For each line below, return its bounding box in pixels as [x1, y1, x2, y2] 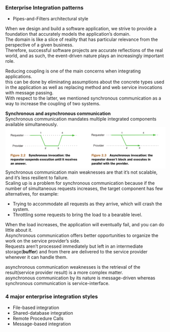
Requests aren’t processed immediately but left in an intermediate [5, 243, 144, 249]
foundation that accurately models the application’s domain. [5, 31, 131, 37]
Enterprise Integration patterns [5, 4, 84, 11]
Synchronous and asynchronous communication [5, 110, 111, 116]
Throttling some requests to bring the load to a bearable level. [12, 211, 143, 218]
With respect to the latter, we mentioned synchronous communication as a [5, 95, 161, 101]
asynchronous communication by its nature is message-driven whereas [5, 275, 155, 281]
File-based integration [12, 304, 60, 311]
